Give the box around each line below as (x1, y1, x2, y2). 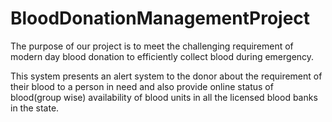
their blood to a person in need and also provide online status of (10, 80, 274, 92)
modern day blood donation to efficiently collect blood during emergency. (10, 50, 315, 62)
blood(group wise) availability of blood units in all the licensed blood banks (10, 91, 318, 103)
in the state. (10, 102, 60, 114)
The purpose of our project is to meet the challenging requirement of (10, 40, 294, 52)
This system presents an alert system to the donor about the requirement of (10, 70, 323, 82)
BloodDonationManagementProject (10, 7, 311, 30)
